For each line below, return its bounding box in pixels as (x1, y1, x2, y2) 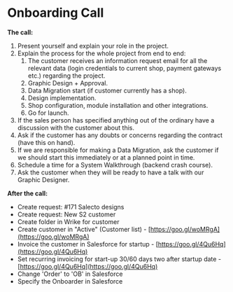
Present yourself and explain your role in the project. (17, 41, 169, 50)
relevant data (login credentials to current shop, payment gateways (27, 64, 222, 72)
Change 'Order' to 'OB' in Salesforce (17, 270, 123, 278)
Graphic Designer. (17, 175, 70, 183)
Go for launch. (27, 109, 69, 117)
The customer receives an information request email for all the (27, 56, 208, 64)
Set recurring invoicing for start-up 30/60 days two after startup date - (17, 254, 222, 263)
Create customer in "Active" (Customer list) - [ (17, 225, 151, 233)
